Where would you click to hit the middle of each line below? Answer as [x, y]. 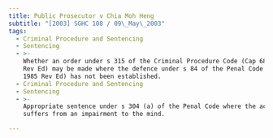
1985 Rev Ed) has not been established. [92, 76]
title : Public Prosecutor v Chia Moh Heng [81, 16]
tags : [17, 31]
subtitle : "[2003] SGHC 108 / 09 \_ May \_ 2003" [87, 24]
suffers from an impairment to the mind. [94, 114]
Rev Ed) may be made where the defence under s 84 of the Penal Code [143, 69]
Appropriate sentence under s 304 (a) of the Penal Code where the [139, 106]
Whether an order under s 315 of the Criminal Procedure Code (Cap [139, 62]
